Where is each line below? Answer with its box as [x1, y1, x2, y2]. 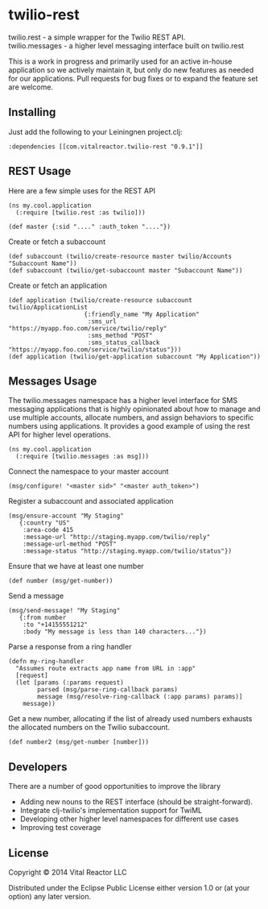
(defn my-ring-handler [8, 658, 85, 666]
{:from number [19, 614, 67, 622]
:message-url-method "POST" [23, 540, 117, 549]
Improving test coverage [19, 823, 101, 832]
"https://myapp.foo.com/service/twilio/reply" [8, 324, 167, 332]
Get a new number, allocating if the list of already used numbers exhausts [8, 714, 253, 724]
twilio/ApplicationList [8, 303, 89, 311]
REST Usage [8, 164, 72, 178]
